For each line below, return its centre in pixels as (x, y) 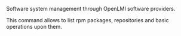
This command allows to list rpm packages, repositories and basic (88, 20)
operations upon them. (34, 27)
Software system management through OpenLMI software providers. (91, 9)
